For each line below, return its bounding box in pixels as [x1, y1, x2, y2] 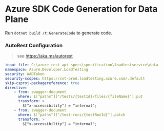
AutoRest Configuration [5, 42, 63, 49]
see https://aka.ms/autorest [17, 53, 73, 59]
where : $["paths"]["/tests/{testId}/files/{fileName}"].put [18, 94, 143, 99]
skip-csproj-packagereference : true [5, 80, 80, 86]
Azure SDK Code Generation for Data [5, 3, 158, 15]
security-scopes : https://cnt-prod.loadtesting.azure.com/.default [5, 76, 145, 81]
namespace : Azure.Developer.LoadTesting [5, 67, 89, 72]
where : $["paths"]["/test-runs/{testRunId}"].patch [18, 112, 125, 117]
